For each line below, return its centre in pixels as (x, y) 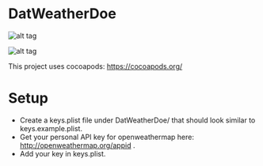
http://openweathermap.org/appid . (77, 145)
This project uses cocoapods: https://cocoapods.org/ (95, 66)
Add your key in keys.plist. (63, 153)
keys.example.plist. (51, 128)
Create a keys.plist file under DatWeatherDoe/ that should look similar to (137, 120)
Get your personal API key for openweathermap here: (107, 137)
